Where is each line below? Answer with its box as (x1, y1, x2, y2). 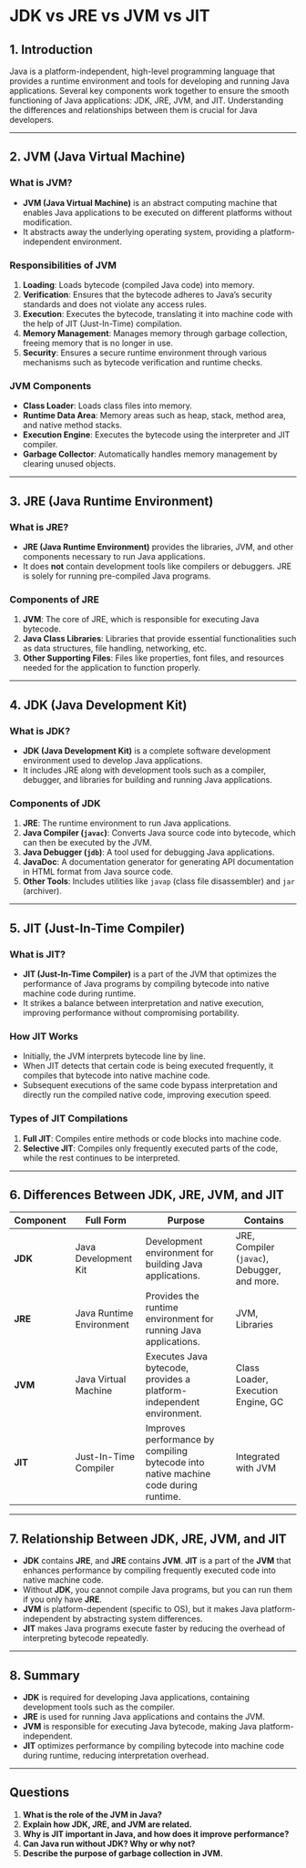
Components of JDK (9, 796, 101, 809)
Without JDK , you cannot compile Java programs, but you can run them (22, 1585, 293, 1596)
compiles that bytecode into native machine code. (22, 1070, 211, 1081)
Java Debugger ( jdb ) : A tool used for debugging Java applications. (22, 847, 275, 857)
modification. (22, 216, 73, 228)
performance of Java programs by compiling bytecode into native (22, 978, 270, 989)
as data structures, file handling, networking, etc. (22, 643, 208, 654)
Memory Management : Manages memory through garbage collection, (22, 327, 289, 338)
